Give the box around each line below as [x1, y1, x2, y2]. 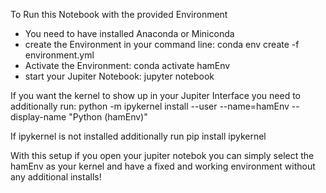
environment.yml [24, 49, 95, 61]
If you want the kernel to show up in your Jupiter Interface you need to [10, 90, 302, 101]
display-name [10, 111, 67, 123]
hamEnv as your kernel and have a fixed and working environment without [10, 160, 316, 172]
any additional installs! [10, 171, 102, 183]
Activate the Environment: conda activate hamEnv [24, 60, 231, 71]
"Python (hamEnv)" [68, 111, 148, 123]
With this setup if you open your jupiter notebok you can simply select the [10, 150, 315, 161]
